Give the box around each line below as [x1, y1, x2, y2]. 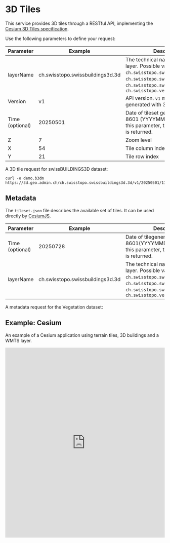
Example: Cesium [5, 319, 62, 327]
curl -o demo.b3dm [5, 176, 44, 181]
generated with [125, 101, 162, 108]
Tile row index [125, 153, 159, 160]
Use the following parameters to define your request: [5, 35, 116, 42]
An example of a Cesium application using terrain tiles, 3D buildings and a [5, 332, 159, 338]
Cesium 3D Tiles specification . [5, 25, 69, 31]
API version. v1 [125, 95, 161, 102]
